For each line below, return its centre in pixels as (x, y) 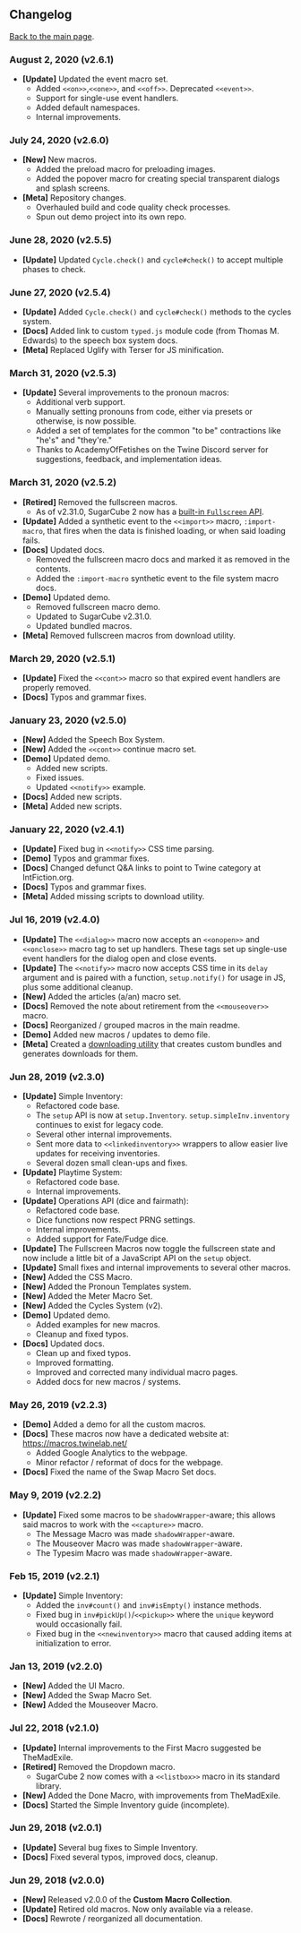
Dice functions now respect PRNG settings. (115, 1220)
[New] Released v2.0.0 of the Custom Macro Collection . (127, 1900)
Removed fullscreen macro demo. (98, 606)
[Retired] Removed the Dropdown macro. (99, 1766)
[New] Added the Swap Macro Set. (87, 1696)
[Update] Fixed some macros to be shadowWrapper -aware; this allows (149, 1515)
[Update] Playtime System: (72, 1173)
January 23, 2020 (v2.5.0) (68, 720)
